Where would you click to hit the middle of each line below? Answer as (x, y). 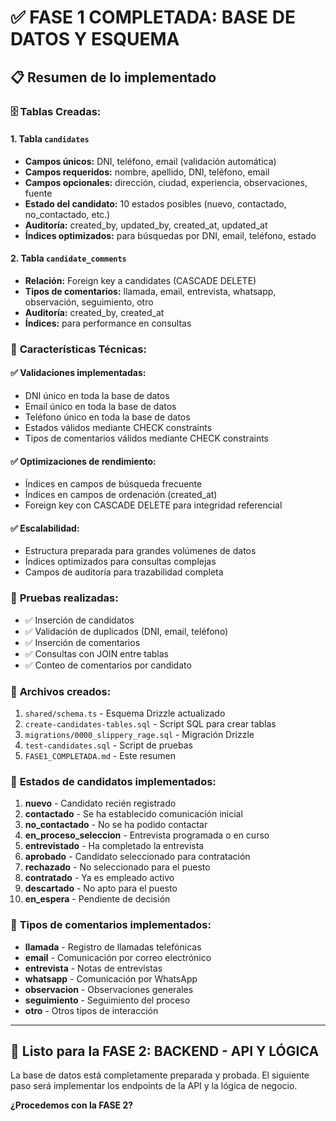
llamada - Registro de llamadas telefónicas (113, 947)
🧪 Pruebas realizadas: (64, 598)
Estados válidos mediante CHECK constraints (118, 428)
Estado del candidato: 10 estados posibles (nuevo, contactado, (155, 203)
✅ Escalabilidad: (45, 528)
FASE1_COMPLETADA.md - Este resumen (100, 756)
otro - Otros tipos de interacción (91, 1010)
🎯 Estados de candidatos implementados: (113, 781)
